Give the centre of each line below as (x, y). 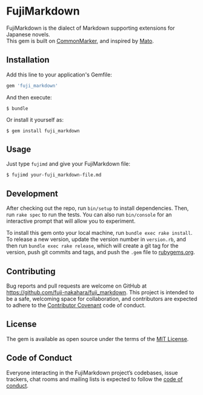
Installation (28, 60)
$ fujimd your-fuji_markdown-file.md (54, 175)
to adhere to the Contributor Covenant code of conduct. (76, 305)
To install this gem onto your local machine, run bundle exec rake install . (99, 233)
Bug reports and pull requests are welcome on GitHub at (77, 286)
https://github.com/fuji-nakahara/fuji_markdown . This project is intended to (100, 292)
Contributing (31, 271)
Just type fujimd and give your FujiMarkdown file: (68, 164)
